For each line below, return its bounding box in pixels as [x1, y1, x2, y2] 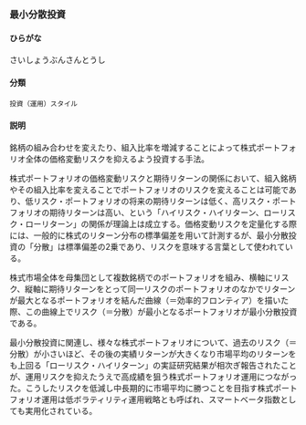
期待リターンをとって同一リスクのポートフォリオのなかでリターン [48, 283, 296, 294]
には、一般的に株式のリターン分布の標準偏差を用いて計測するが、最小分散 [9, 230, 290, 241]
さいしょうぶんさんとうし [9, 55, 106, 66]
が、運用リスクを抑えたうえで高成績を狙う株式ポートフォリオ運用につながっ [9, 371, 298, 382]
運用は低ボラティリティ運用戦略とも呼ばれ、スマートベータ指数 [40, 394, 281, 405]
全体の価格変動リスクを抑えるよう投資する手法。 [25, 153, 210, 164]
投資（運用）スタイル [9, 99, 78, 109]
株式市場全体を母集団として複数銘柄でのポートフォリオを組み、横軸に [9, 272, 274, 283]
